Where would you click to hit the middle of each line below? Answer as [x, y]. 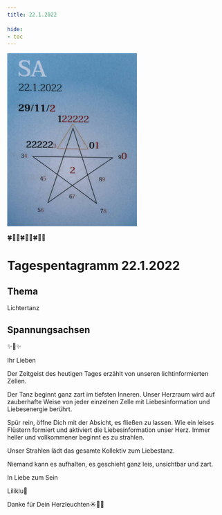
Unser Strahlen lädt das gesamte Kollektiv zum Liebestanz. [91, 451]
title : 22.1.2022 [32, 15]
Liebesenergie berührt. [40, 409]
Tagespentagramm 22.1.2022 [94, 266]
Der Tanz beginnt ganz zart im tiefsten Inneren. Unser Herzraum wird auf [111, 395]
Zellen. [17, 381]
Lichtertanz [24, 308]
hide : [15, 29]
